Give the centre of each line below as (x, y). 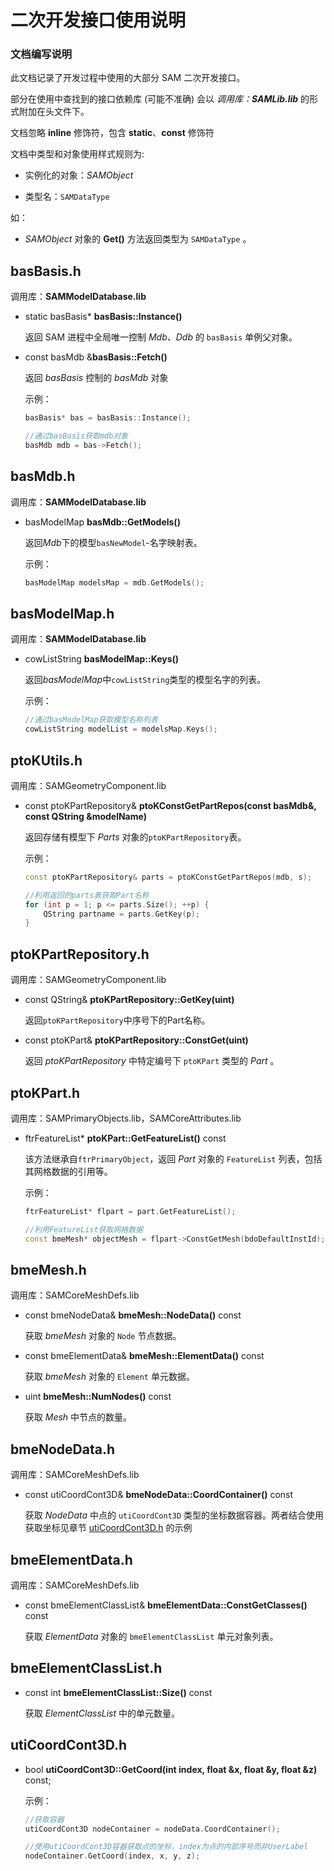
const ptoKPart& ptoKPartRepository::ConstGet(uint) (136, 1040)
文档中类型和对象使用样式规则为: (77, 154)
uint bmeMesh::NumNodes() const (98, 1397)
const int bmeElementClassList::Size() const (118, 1692)
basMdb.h (43, 476)
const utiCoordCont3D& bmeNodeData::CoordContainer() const (159, 1495)
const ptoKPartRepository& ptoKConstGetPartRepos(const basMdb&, (170, 805)
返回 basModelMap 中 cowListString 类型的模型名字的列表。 (145, 680)
